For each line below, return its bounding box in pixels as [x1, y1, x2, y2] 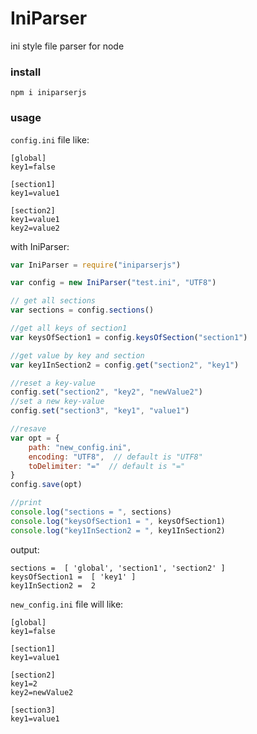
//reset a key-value [10, 378, 97, 388]
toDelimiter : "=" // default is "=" [28, 461, 186, 471]
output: [10, 543, 40, 556]
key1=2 [10, 678, 38, 689]
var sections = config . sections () [10, 305, 155, 316]
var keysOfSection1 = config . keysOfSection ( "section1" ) [10, 332, 248, 342]
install [10, 65, 42, 79]
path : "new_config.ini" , [28, 442, 132, 452]
